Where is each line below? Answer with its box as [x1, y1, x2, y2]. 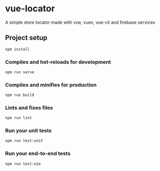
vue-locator [5, 3, 55, 14]
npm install [5, 46, 30, 52]
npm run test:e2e [5, 161, 41, 166]
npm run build [5, 92, 35, 98]
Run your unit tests [5, 127, 52, 134]
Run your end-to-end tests [5, 150, 71, 157]
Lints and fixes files [5, 104, 53, 111]
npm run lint [5, 116, 32, 121]
